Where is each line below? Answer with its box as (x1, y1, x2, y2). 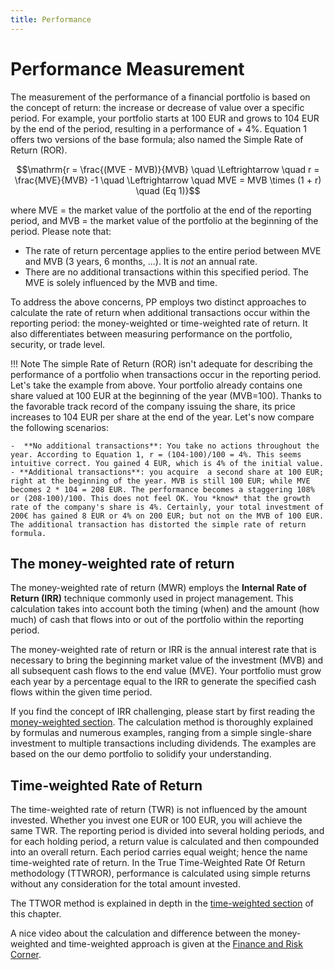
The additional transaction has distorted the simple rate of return (10, 519, 307, 530)
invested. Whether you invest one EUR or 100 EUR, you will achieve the (10, 814, 303, 826)
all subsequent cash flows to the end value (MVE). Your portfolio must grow (10, 665, 322, 677)
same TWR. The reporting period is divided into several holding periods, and (10, 825, 325, 837)
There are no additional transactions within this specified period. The (24, 266, 310, 278)
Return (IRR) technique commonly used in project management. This (10, 592, 294, 605)
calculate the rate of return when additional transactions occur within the (10, 306, 311, 318)
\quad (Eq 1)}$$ (135, 184, 201, 196)
